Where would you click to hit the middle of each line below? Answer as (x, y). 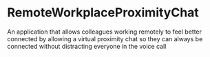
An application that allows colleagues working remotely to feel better (104, 32)
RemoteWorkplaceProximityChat (103, 13)
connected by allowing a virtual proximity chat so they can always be (105, 38)
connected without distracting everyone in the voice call (87, 46)
